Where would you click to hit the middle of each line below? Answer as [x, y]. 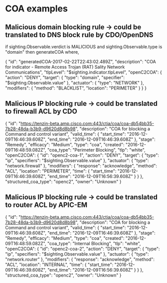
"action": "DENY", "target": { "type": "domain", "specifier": [65, 77]
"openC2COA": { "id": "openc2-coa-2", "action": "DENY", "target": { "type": [83, 249]
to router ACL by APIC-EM [46, 205]
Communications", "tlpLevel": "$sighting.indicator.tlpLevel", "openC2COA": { [83, 72]
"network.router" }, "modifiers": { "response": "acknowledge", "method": [80, 259]
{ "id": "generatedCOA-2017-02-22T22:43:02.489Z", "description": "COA [81, 62]
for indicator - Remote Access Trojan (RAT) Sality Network [65, 67]
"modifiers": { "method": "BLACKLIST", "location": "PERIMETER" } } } [76, 88]
